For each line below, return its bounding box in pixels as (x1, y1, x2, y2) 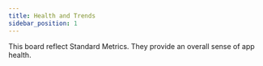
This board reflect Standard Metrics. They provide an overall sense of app (8, 41, 255, 51)
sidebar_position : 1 (8, 19, 78, 27)
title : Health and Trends (8, 11, 95, 20)
